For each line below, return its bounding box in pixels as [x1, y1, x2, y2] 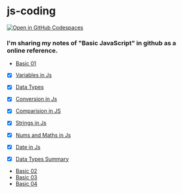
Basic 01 [15, 60, 37, 67]
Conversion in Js [15, 96, 57, 103]
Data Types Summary [15, 155, 69, 163]
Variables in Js [15, 72, 52, 79]
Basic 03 [15, 173, 38, 180]
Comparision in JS [15, 108, 61, 115]
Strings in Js [15, 120, 47, 127]
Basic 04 [15, 180, 38, 187]
